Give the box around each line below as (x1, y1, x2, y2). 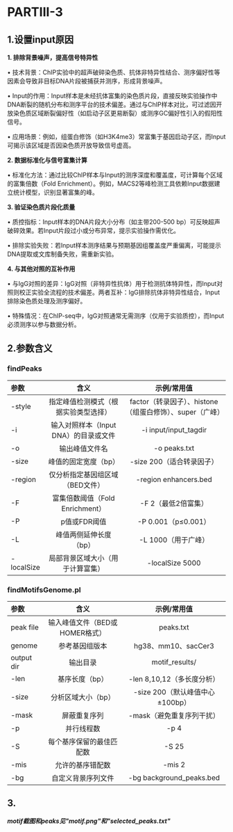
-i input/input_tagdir (141, 425, 207, 435)
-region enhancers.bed (135, 474, 213, 484)
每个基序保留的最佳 (48, 737, 111, 746)
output (10, 653, 33, 662)
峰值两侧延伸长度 (55, 529, 112, 539)
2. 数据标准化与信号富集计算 (7, 156, 88, 164)
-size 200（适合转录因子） (129, 456, 218, 466)
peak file (10, 622, 40, 632)
